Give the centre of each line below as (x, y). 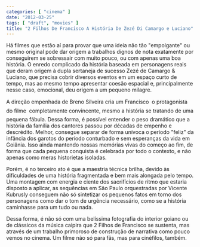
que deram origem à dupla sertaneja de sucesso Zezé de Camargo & (91, 71)
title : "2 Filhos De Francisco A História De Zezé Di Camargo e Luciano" (100, 28)
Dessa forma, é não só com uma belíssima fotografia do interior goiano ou (97, 219)
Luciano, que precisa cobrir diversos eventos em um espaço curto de (92, 77)
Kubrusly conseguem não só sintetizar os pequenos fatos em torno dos (94, 194)
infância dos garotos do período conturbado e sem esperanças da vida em (98, 139)
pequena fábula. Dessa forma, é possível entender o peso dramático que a (98, 120)
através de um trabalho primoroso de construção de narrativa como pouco (98, 231)
